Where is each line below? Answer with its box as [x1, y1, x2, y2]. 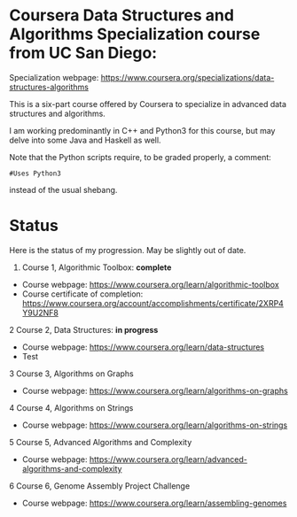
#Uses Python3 [9, 169, 62, 178]
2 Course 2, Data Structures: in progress [9, 324, 159, 335]
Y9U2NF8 [21, 307, 59, 318]
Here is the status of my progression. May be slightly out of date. [9, 244, 246, 255]
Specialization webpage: [9, 72, 99, 82]
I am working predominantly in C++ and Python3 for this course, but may [9, 125, 276, 135]
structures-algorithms [9, 81, 89, 92]
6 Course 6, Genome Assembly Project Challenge [9, 480, 191, 491]
